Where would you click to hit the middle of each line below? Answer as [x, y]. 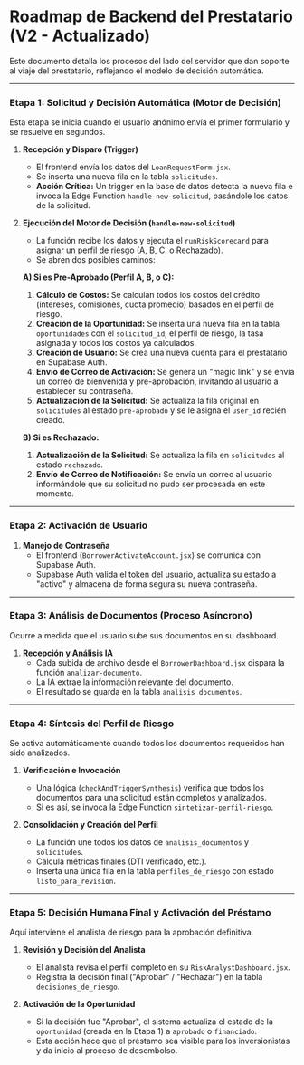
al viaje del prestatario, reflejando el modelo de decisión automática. [137, 71]
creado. [50, 420]
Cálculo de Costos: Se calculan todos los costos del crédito [148, 295]
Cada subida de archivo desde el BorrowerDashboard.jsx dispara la [160, 662]
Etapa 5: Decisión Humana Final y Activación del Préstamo [140, 913]
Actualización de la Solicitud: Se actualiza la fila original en [147, 401]
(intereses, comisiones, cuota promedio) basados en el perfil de [155, 304]
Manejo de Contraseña [66, 545]
